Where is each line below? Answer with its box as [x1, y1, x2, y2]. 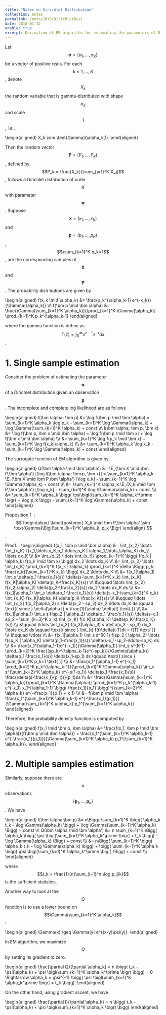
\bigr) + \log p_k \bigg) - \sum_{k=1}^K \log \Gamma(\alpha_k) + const [5, 497, 148, 503]
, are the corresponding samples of [5, 256, 77, 262]
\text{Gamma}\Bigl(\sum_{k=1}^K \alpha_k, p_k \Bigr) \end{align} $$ [14, 525, 152, 531]
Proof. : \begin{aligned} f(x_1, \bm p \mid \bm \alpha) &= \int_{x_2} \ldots [5, 542, 152, 549]
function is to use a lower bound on [5, 904, 78, 910]
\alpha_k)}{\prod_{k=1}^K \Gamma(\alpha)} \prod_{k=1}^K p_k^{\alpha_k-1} [5, 680, 157, 686]
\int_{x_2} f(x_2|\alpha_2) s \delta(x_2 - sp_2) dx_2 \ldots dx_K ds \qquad [5, 600, 154, 606]
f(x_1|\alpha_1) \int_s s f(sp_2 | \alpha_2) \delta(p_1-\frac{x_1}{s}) [5, 611, 134, 617]
